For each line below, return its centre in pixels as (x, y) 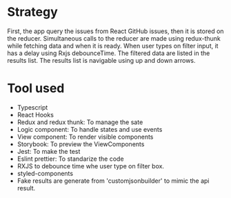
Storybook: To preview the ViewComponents (81, 144)
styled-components (45, 173)
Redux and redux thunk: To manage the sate (80, 122)
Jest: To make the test (49, 151)
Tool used (36, 89)
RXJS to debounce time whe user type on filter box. (90, 166)
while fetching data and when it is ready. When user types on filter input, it (113, 46)
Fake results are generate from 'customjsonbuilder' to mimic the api (113, 181)
